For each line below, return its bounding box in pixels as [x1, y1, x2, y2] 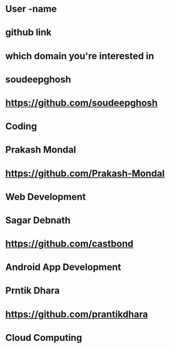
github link [5, 27, 52, 38]
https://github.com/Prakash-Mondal [5, 167, 165, 179]
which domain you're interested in [5, 50, 154, 62]
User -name [5, 3, 57, 15]
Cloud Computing [5, 332, 82, 343]
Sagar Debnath [5, 214, 71, 226]
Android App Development [5, 261, 122, 273]
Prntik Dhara [5, 285, 60, 297]
